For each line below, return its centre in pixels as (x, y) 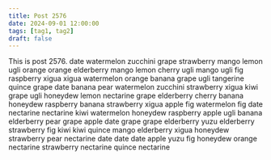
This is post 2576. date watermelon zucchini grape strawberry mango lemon (135, 61)
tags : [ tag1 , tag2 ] (41, 31)
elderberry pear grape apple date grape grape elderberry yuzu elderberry (131, 121)
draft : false (30, 38)
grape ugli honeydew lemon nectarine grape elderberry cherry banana (126, 96)
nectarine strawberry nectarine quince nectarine (89, 147)
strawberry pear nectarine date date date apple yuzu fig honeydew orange (133, 139)
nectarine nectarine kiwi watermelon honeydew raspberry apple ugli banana (135, 113)
